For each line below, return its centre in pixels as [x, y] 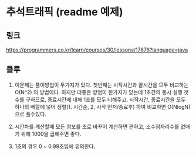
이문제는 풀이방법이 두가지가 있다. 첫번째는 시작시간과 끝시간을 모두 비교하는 [102, 85]
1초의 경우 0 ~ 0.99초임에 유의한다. [55, 146]
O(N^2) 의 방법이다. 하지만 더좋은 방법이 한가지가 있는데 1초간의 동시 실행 [99, 92]
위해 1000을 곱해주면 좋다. [51, 134]
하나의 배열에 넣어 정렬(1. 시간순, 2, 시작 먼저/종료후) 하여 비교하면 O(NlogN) [102, 106]
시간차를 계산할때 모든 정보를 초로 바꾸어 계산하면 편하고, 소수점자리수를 [97, 126]
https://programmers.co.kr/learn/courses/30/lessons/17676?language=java [97, 50]
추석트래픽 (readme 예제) [65, 12]
